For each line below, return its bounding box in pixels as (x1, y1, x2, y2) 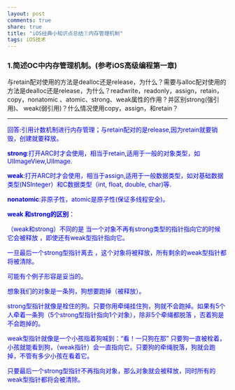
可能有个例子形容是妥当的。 (7, 272, 87, 281)
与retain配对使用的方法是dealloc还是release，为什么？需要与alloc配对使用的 (7, 78, 227, 86)
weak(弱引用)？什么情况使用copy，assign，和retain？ (23, 104, 179, 113)
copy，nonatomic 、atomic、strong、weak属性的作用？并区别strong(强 (7, 95, 213, 104)
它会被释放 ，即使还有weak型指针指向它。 (7, 234, 129, 242)
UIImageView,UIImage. (7, 157, 73, 165)
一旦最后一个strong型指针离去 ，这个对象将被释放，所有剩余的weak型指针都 (7, 249, 227, 257)
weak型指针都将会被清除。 (7, 375, 85, 384)
